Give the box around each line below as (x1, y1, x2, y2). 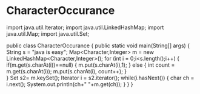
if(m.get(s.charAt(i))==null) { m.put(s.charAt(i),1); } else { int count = (6, 61, 175, 69)
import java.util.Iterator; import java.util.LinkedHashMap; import (6, 24, 164, 31)
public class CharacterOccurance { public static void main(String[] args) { (6, 42, 190, 49)
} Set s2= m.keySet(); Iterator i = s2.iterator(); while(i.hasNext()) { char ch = (6, 74, 195, 81)
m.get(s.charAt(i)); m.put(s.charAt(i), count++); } (6, 67, 127, 75)
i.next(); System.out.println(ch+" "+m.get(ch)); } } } (6, 80, 133, 88)
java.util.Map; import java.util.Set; (6, 30, 90, 37)
